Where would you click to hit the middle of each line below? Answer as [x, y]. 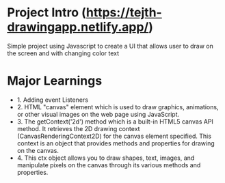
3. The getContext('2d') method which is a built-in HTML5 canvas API [115, 122]
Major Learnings [55, 81]
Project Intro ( [47, 13]
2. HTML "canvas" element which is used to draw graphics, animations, [118, 107]
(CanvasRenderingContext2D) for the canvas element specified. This [114, 136]
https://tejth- [124, 13]
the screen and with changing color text [63, 53]
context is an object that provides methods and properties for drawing [116, 143]
